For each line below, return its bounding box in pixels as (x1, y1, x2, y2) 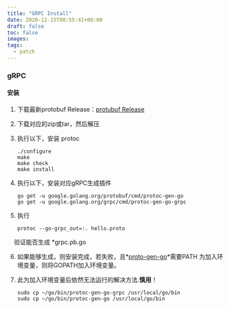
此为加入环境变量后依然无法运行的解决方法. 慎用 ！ (16, 275, 158, 284)
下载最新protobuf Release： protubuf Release (16, 106, 145, 113)
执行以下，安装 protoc (16, 134, 80, 143)
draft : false (7, 23, 45, 29)
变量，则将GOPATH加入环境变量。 (23, 261, 120, 269)
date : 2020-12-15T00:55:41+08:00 (7, 16, 103, 23)
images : (7, 36, 30, 42)
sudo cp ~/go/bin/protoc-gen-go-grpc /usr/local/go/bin (16, 289, 181, 296)
